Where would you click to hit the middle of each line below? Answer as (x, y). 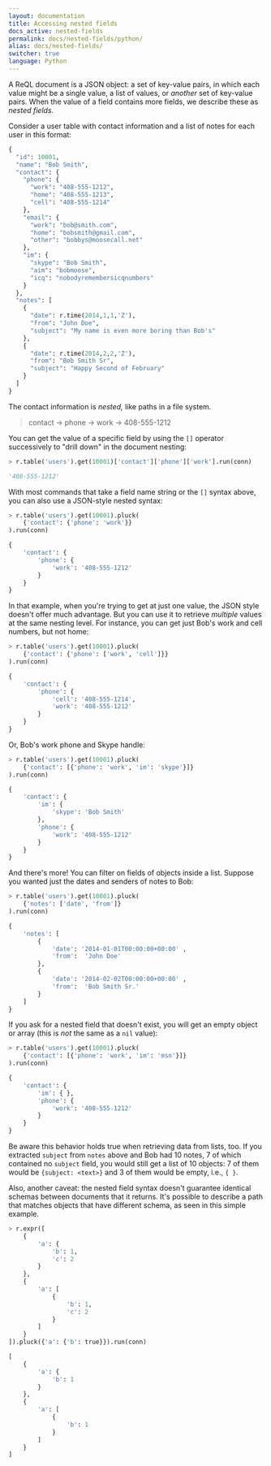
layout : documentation (47, 16)
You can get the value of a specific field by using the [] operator (116, 438)
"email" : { (41, 217)
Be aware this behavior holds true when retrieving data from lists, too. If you (135, 1146)
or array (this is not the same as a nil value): (83, 1033)
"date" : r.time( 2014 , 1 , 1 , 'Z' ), (83, 316)
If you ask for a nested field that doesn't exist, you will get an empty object (133, 1025)
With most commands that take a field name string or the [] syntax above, (133, 491)
